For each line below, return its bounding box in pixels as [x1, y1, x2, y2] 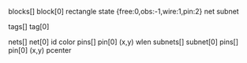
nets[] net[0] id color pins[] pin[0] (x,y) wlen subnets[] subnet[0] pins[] [8, 37, 239, 46]
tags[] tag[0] [8, 22, 50, 31]
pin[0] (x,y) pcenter [8, 46, 72, 54]
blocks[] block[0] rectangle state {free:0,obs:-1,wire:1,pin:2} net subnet [8, 7, 239, 16]
